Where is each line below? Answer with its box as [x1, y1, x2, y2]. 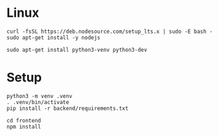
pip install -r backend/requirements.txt [6, 105, 129, 112]
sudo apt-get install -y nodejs [6, 34, 100, 41]
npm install [6, 123, 41, 130]
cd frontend [6, 117, 41, 124]
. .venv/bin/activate [6, 99, 70, 106]
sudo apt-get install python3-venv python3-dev [6, 46, 148, 53]
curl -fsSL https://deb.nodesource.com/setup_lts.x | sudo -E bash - [6, 28, 213, 35]
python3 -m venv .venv [6, 92, 73, 99]
